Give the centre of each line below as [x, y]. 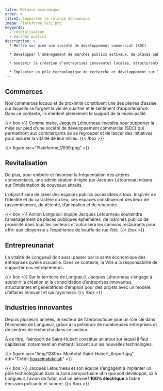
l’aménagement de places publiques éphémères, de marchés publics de [77, 219]
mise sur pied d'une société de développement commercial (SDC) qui [74, 128]
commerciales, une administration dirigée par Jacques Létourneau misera [79, 179]
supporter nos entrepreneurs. [34, 267]
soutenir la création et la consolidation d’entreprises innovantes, [69, 282]
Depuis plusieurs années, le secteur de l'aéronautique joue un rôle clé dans [80, 319]
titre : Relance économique [32, 9]
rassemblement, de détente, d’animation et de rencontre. [62, 205]
